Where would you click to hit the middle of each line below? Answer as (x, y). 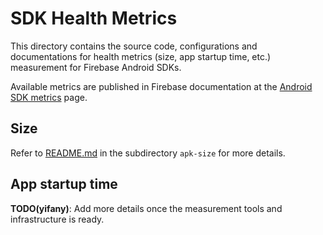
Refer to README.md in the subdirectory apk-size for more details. (148, 153)
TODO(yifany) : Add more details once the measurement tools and (146, 208)
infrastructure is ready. (57, 219)
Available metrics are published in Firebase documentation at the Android (161, 86)
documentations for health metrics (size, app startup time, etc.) (141, 56)
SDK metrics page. (49, 97)
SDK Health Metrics (94, 18)
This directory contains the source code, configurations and (134, 46)
